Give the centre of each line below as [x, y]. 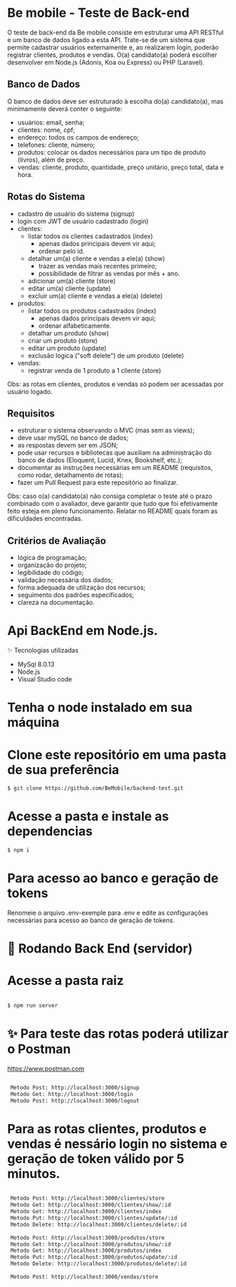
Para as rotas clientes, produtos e [107, 1129]
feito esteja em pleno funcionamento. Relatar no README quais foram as [112, 511]
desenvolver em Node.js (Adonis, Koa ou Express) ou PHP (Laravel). [106, 62]
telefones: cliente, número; [56, 145]
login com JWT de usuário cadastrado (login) [83, 221]
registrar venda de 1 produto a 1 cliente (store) [94, 370]
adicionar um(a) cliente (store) [72, 281]
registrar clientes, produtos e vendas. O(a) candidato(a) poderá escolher [112, 55]
